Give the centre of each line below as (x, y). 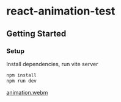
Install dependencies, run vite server (52, 64)
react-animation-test (61, 11)
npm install (21, 75)
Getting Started (36, 34)
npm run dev (21, 81)
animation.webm (27, 92)
